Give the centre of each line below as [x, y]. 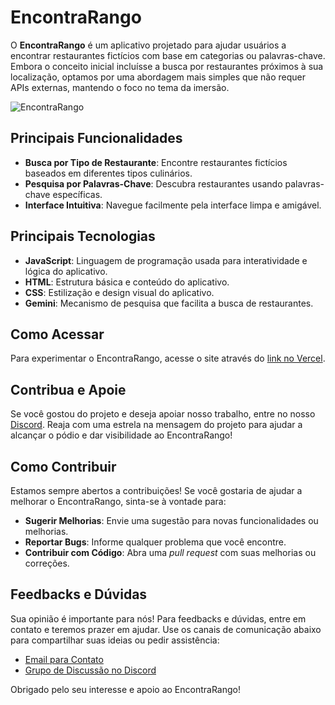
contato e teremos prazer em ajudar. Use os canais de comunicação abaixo [166, 629]
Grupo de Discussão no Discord [90, 670]
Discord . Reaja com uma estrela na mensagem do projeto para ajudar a [156, 425]
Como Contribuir [63, 466]
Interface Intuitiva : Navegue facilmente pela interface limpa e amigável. [173, 205]
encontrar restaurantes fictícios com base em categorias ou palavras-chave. [168, 55]
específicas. [77, 194]
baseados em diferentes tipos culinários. [108, 173]
